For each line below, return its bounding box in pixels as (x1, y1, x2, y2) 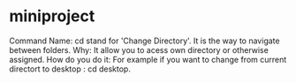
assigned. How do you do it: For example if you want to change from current (9, 54, 287, 64)
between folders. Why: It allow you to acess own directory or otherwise (9, 44, 269, 55)
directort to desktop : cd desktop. (9, 64, 131, 74)
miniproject (9, 6, 95, 26)
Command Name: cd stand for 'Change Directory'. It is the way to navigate (9, 35, 280, 46)
